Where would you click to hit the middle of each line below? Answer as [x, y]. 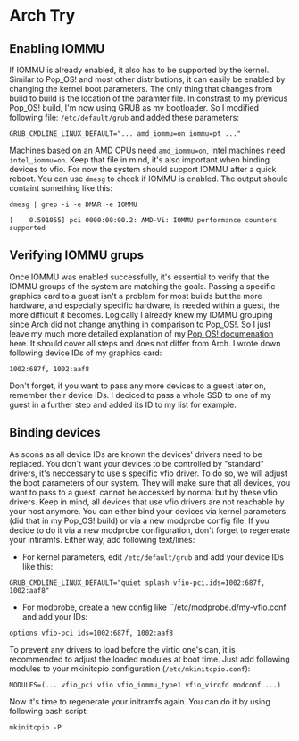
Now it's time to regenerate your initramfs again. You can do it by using [140, 701]
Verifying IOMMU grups [77, 255]
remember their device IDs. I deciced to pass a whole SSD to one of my [141, 395]
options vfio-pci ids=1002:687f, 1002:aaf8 [91, 633]
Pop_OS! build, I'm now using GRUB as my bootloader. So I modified [134, 108]
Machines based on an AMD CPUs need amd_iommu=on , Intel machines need [147, 150]
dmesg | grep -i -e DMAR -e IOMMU [74, 204]
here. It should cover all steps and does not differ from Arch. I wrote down [145, 343]
